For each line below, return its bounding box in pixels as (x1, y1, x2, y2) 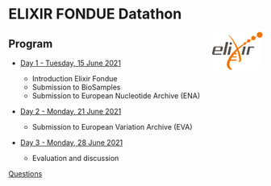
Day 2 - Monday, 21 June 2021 (19, 106, 122, 116)
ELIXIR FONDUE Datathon (8, 5, 182, 23)
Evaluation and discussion (31, 154, 119, 163)
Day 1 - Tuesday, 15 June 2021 (19, 58, 121, 68)
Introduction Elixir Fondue (31, 74, 118, 83)
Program (8, 37, 53, 51)
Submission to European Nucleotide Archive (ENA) (31, 91, 201, 101)
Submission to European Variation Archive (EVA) (31, 122, 193, 131)
